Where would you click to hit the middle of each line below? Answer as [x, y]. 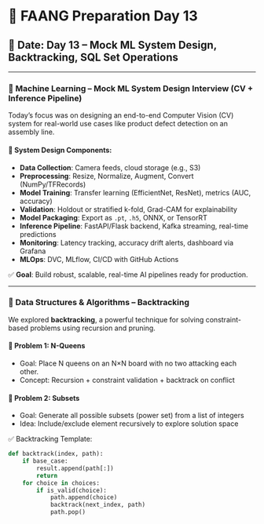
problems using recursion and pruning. [93, 328]
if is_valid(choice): [72, 490]
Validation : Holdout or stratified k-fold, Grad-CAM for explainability [128, 209]
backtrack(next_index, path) [98, 505]
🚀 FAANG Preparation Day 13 [103, 16]
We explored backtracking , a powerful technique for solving [106, 319]
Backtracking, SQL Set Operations [93, 57]
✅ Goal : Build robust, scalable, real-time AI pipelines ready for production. [128, 275]
